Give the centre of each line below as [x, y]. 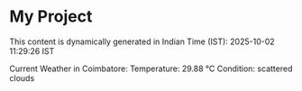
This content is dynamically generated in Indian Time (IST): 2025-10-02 [142, 41]
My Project [51, 17]
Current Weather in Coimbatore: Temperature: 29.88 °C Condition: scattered [151, 68]
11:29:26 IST [32, 50]
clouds [22, 77]
